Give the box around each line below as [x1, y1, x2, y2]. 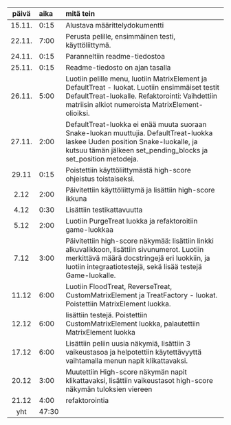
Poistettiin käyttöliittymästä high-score [65, 166, 191, 175]
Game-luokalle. [65, 270, 116, 280]
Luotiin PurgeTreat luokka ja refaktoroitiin [65, 217, 198, 226]
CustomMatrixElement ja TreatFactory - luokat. [65, 290, 218, 299]
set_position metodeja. [65, 155, 139, 164]
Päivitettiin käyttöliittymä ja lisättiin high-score [65, 186, 215, 195]
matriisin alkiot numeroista [65, 100, 151, 109]
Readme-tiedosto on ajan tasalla [65, 63, 171, 72]
